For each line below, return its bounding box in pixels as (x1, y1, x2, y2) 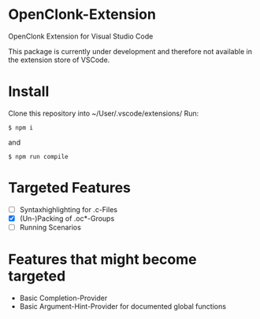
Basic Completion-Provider (19, 293, 108, 302)
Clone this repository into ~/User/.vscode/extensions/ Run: (8, 108, 199, 118)
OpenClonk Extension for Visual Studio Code (8, 31, 154, 41)
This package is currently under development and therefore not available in (8, 46, 252, 56)
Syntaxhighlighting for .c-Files (19, 204, 118, 214)
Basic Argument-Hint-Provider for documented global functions (19, 301, 227, 311)
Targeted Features (8, 179, 132, 197)
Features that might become (8, 251, 197, 269)
